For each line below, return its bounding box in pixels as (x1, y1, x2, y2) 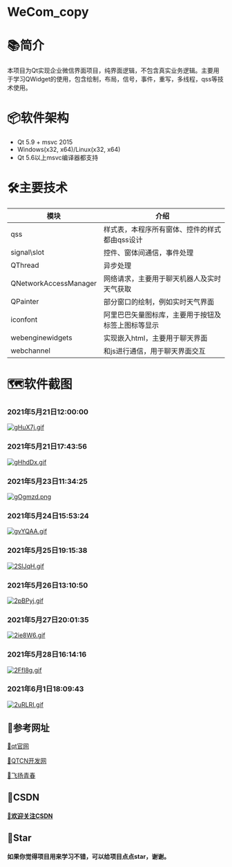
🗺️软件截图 (7, 377, 72, 392)
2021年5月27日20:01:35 (7, 615, 89, 625)
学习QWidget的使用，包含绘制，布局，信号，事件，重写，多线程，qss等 (12, 75, 218, 84)
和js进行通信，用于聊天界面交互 (103, 347, 206, 355)
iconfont (10, 315, 38, 324)
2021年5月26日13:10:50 (7, 581, 88, 590)
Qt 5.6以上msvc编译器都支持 (17, 153, 99, 162)
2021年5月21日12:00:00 (7, 407, 88, 417)
